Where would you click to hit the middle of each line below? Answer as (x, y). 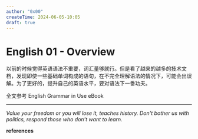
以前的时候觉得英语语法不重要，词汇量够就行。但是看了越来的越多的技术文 (96, 69)
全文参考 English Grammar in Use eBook (55, 96)
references (20, 131)
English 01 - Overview (61, 52)
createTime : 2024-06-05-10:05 (43, 17)
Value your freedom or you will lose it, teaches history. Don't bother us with (98, 113)
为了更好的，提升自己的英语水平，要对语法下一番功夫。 (83, 84)
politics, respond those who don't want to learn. (64, 120)
